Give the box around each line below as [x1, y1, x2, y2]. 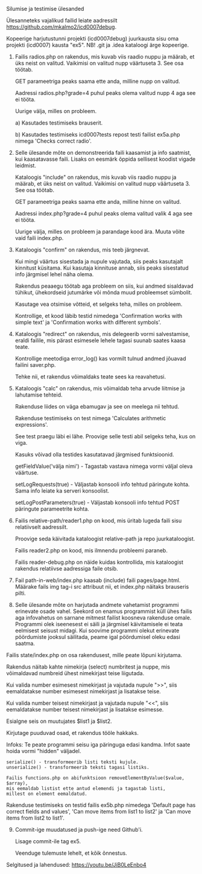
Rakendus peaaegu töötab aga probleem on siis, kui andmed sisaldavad [14, 282, 194, 290]
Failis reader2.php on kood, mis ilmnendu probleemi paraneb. [14, 547, 168, 554]
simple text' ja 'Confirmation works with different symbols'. [14, 319, 162, 326]
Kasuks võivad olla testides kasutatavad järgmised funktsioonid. [14, 451, 174, 458]
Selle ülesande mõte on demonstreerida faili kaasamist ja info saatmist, [14, 149, 192, 156]
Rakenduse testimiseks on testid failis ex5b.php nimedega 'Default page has [6, 801, 196, 809]
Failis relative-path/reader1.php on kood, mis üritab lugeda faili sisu [14, 517, 182, 524]
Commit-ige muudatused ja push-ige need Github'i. [14, 826, 143, 833]
